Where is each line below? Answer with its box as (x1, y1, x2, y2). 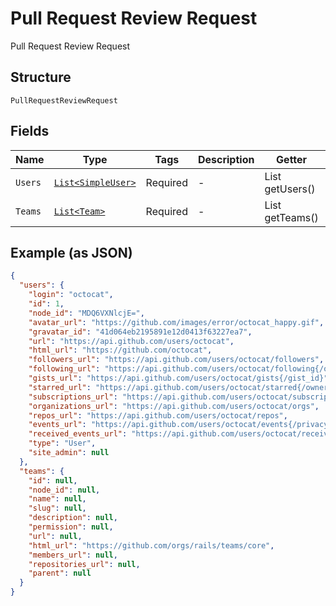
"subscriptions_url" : (28, 392, 118, 402)
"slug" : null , (28, 503, 87, 514)
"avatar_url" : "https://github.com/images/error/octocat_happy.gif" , (28, 317, 325, 327)
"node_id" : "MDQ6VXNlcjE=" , (28, 308, 145, 318)
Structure (10, 69, 72, 86)
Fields (10, 123, 50, 140)
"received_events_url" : (28, 429, 128, 439)
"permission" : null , (28, 522, 114, 532)
